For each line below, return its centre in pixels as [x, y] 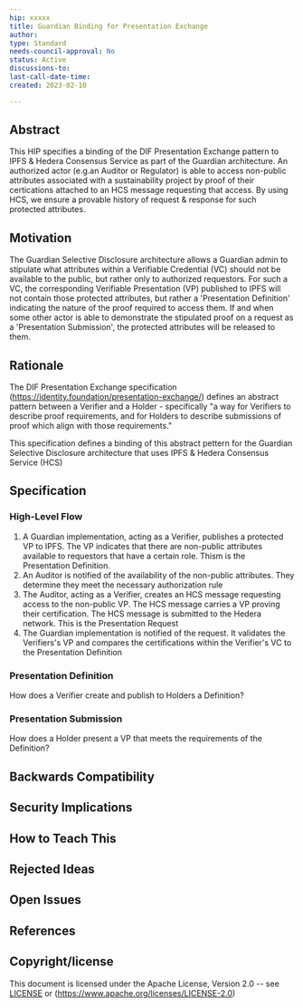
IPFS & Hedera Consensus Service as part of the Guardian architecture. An [148, 161]
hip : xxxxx [30, 18]
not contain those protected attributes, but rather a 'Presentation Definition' [150, 298]
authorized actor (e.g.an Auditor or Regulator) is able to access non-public [148, 171]
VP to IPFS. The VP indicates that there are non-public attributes [142, 546]
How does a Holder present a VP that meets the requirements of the [136, 739]
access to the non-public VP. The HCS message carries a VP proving [151, 604]
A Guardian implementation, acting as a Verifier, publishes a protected [153, 537]
